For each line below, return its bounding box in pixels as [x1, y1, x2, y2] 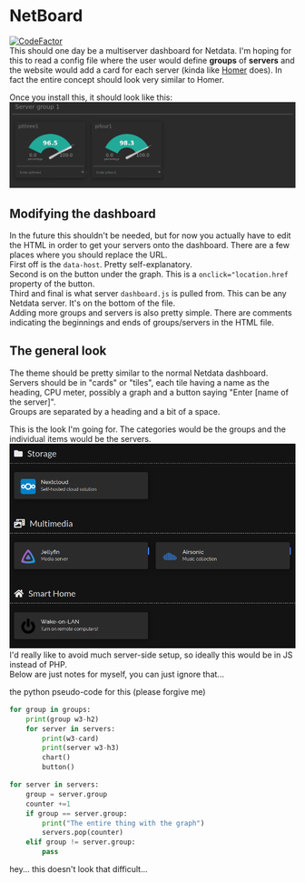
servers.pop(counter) [42, 828, 124, 838]
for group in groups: [9, 705, 92, 714]
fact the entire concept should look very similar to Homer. [9, 74, 225, 85]
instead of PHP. [9, 658, 68, 669]
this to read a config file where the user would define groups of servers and [9, 55, 295, 65]
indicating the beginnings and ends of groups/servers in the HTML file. [9, 316, 275, 327]
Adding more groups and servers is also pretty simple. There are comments [9, 306, 292, 318]
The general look [9, 343, 107, 359]
